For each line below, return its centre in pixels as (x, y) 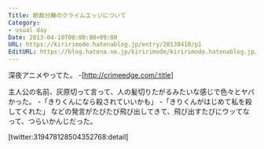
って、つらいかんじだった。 (53, 121)
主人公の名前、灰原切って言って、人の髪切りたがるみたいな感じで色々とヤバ (132, 92)
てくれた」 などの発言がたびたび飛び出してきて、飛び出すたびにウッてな (132, 111)
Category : (24, 23)
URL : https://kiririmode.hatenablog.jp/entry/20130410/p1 (105, 45)
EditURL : (22, 52)
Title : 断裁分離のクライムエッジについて (67, 15)
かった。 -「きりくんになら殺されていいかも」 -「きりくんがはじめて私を (127, 102)
